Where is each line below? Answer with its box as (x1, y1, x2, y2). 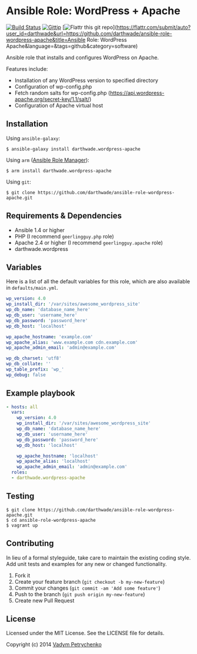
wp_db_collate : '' (6, 361, 51, 367)
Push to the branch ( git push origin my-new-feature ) (14, 590, 145, 597)
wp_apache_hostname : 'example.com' (6, 333, 94, 340)
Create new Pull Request (14, 597, 75, 604)
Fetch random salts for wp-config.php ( (14, 89, 111, 96)
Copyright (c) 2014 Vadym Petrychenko (6, 641, 102, 648)
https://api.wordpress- (109, 89, 165, 96)
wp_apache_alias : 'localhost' (16, 459, 91, 465)
